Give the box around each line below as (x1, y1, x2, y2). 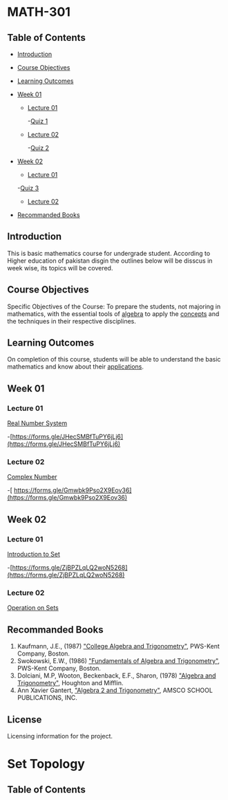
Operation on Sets (7, 604, 59, 612)
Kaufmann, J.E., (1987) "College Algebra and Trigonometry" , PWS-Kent (17, 642, 220, 651)
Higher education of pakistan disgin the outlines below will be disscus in (7, 257, 213, 265)
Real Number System (7, 419, 68, 427)
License (7, 714, 42, 725)
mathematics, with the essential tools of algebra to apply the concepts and (7, 309, 220, 318)
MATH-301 (7, 4, 71, 20)
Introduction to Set (7, 550, 60, 559)
